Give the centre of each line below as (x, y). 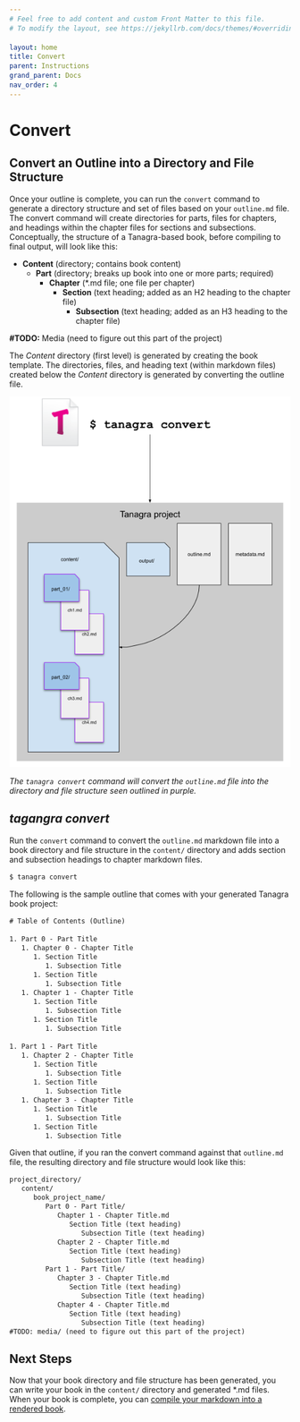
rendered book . (38, 1409)
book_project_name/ (69, 1197)
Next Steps (41, 1359)
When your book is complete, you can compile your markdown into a (136, 1400)
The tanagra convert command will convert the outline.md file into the (139, 781)
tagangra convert (59, 819)
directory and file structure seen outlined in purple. (103, 790)
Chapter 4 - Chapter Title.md (113, 1305)
